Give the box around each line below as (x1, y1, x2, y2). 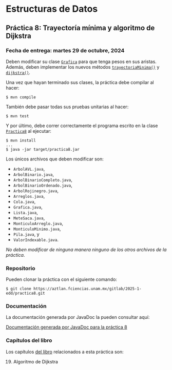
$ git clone (6, 286, 31, 292)
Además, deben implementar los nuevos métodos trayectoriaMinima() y (6, 64, 160, 70)
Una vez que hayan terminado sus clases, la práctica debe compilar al (6, 79, 154, 85)
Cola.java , (13, 198, 36, 204)
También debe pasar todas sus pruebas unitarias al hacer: (6, 104, 129, 110)
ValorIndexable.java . (13, 236, 59, 242)
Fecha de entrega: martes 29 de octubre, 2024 (6, 47, 125, 54)
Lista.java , (13, 209, 38, 215)
